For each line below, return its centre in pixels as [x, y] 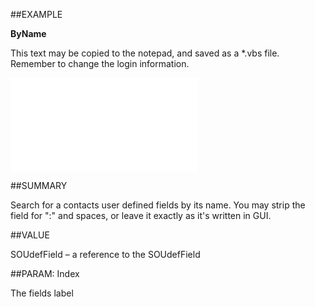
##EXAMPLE [36, 14]
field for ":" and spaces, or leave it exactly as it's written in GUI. [141, 215]
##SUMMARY [39, 185]
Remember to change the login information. [100, 63]
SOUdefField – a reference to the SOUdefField [105, 254]
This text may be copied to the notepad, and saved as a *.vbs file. [145, 53]
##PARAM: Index [45, 273]
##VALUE [30, 235]
